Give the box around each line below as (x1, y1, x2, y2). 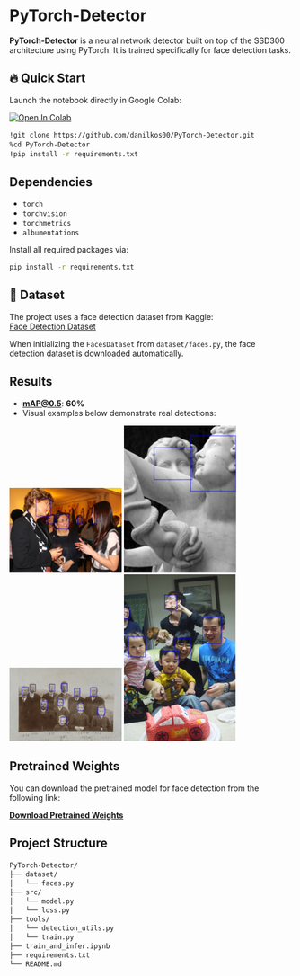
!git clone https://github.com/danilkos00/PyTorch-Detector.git (9, 130, 255, 139)
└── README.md (9, 959, 63, 969)
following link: (9, 792, 61, 803)
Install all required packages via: (9, 244, 128, 255)
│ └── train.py (9, 932, 75, 942)
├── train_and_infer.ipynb (9, 941, 110, 951)
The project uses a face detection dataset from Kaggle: (9, 311, 214, 322)
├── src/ (9, 887, 42, 897)
